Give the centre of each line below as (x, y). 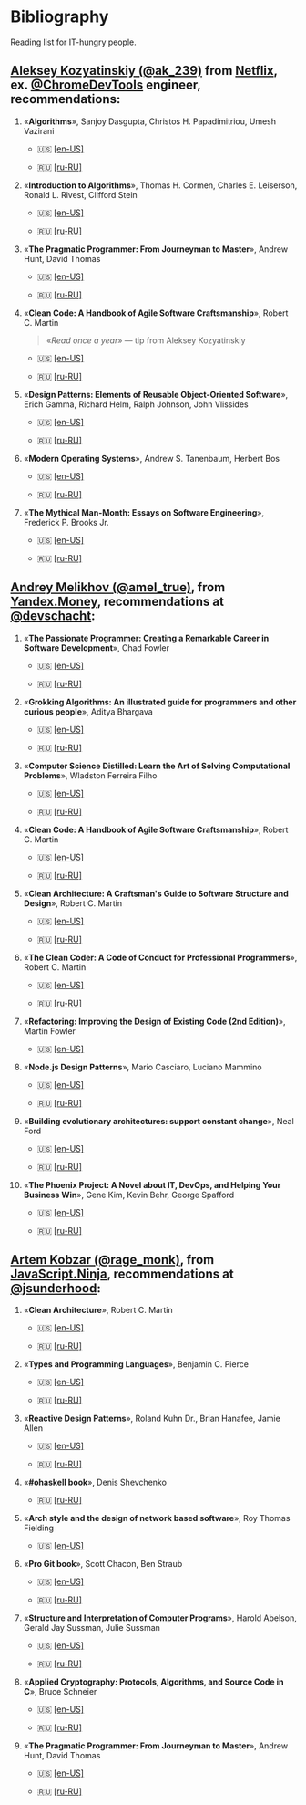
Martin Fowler (50, 1031)
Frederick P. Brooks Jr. (66, 522)
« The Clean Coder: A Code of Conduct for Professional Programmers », (160, 957)
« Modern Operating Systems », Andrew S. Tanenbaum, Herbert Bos (152, 458)
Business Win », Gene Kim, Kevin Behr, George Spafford (129, 1195)
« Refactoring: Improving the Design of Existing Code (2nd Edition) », (154, 1021)
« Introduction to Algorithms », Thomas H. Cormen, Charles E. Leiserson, (160, 185)
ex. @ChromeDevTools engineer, (106, 85)
